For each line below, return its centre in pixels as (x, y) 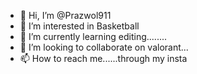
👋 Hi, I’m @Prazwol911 (65, 15)
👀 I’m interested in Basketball (79, 26)
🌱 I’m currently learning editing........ (93, 36)
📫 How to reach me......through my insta (103, 58)
